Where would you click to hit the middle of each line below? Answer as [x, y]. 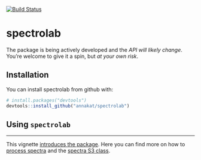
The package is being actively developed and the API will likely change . [94, 50]
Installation [28, 75]
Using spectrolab [38, 124]
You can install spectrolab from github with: [60, 89]
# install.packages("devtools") [46, 100]
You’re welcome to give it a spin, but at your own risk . [72, 56]
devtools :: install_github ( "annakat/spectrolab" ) [68, 106]
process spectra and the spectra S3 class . [58, 151]
